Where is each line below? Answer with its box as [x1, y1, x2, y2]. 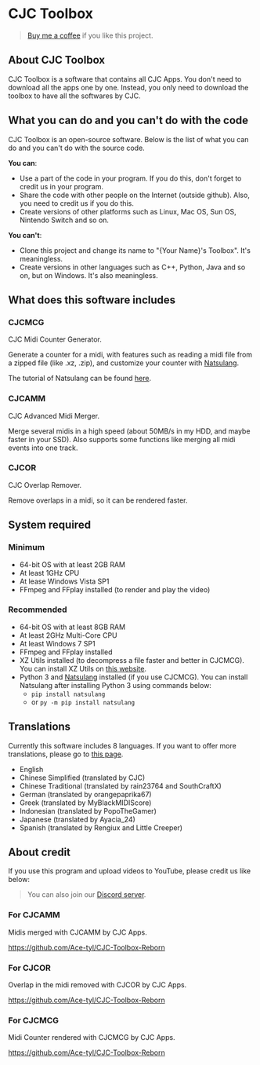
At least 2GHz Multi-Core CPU [19, 630, 117, 640]
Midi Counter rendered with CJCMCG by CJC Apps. [8, 1033, 175, 1042]
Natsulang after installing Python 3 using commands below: [19, 680, 211, 690]
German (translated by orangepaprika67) [19, 789, 152, 799]
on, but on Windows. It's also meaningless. [19, 270, 158, 280]
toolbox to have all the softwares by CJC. [8, 91, 141, 101]
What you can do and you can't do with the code [8, 114, 249, 127]
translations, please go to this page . [8, 749, 124, 759]
